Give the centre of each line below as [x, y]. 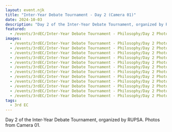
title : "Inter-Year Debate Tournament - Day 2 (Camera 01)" [71, 15]
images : [14, 39]
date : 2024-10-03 [24, 19]
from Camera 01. [23, 125]
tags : [11, 100]
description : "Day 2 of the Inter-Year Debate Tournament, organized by [84, 24]
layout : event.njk [25, 10]
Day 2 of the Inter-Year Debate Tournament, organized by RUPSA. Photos [83, 120]
